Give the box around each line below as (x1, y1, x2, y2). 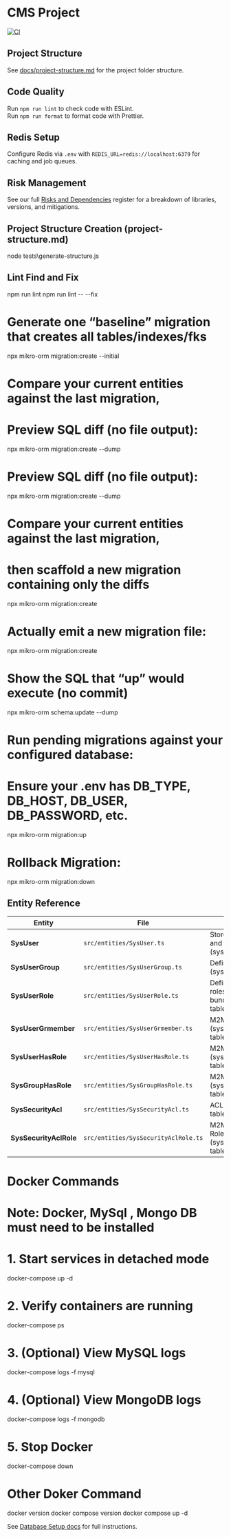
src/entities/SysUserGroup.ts (83, 963, 182, 971)
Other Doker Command (7, 1486, 142, 1501)
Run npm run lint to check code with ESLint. (7, 104, 134, 112)
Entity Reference (7, 898, 80, 910)
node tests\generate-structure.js (7, 252, 100, 260)
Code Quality (7, 86, 65, 98)
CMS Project (7, 5, 80, 21)
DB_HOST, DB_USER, (7, 793, 129, 809)
